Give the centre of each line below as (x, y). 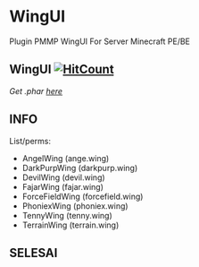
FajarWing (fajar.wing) (63, 186)
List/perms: (30, 141)
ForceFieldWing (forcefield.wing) (83, 196)
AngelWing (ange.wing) (66, 158)
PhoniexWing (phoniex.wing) (75, 206)
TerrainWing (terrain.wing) (70, 225)
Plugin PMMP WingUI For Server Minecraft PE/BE (99, 41)
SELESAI (33, 253)
